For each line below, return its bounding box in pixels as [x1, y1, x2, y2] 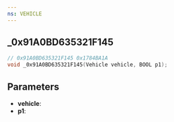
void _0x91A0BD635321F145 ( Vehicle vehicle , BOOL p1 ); [7, 61, 168, 69]
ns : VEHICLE [7, 10, 42, 18]
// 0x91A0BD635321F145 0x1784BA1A [7, 55, 109, 62]
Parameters [7, 81, 60, 93]
